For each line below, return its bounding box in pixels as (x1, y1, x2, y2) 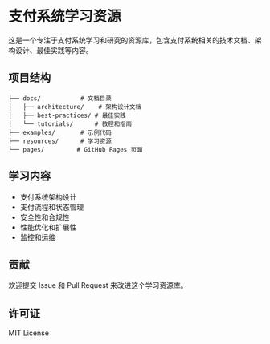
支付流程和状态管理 (19, 202, 84, 212)
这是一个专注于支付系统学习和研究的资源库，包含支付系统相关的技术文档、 (8, 35, 255, 45)
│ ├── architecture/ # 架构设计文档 (8, 103, 142, 111)
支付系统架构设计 (19, 192, 77, 201)
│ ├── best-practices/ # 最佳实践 (8, 111, 126, 119)
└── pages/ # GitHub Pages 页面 (8, 145, 143, 153)
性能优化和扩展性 (19, 222, 77, 232)
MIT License (8, 328, 50, 338)
